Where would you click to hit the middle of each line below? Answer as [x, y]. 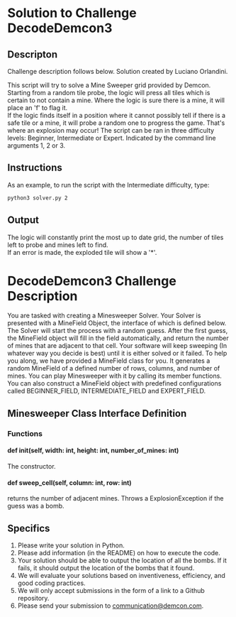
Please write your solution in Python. [71, 545]
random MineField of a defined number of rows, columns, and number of [114, 368]
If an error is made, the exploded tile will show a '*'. [82, 252]
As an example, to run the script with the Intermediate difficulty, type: [108, 185]
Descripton [33, 54]
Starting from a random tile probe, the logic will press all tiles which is [109, 93]
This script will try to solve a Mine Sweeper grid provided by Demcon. [109, 85]
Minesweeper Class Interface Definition [97, 413]
